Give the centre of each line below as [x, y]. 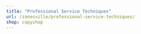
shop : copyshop [25, 22]
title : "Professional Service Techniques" [59, 11]
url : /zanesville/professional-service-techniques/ [70, 17]
